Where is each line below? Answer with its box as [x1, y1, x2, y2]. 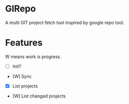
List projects [12, 83, 38, 89]
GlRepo [5, 3, 36, 14]
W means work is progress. [5, 53, 61, 59]
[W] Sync [12, 73, 32, 79]
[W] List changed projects [12, 93, 66, 99]
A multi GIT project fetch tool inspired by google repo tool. [5, 19, 125, 25]
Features [5, 37, 43, 48]
